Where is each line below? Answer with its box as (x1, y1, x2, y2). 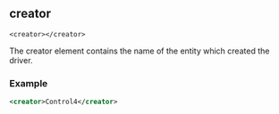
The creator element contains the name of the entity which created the (9, 45, 270, 56)
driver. (9, 54, 33, 65)
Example (9, 77, 48, 89)
